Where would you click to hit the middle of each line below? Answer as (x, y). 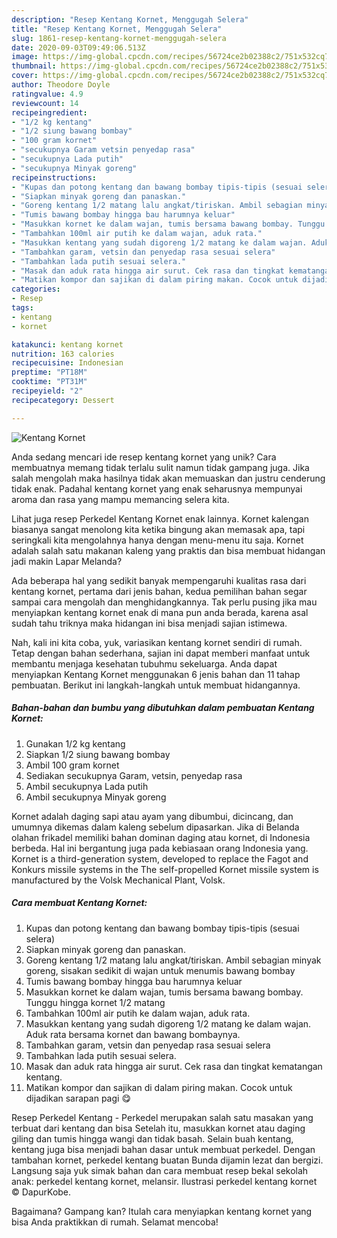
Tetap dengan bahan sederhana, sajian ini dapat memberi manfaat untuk (161, 653)
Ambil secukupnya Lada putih (87, 786)
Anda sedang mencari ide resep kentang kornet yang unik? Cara (144, 457)
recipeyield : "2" (47, 391)
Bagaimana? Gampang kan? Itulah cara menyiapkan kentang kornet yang (162, 1211)
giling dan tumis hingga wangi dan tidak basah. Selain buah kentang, (152, 1138)
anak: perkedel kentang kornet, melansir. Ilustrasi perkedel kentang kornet (164, 1181)
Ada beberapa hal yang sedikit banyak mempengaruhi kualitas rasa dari (159, 580)
